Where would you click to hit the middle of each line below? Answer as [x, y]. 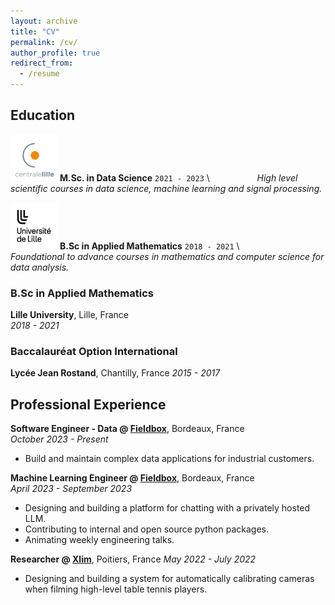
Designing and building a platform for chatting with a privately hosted [167, 508]
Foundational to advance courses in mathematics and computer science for [167, 256]
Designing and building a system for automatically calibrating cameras [169, 579]
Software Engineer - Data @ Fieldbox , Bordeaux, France [127, 429]
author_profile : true [55, 53]
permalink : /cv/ [44, 42]
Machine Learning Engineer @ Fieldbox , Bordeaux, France [132, 478]
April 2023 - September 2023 [71, 489]
